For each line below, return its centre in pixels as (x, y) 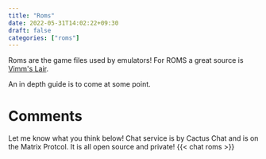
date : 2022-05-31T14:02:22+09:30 (64, 23)
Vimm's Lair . (29, 69)
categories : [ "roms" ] (44, 38)
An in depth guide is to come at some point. (79, 84)
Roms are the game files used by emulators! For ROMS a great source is (126, 60)
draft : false (30, 30)
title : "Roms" (32, 16)
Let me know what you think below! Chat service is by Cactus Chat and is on (133, 138)
